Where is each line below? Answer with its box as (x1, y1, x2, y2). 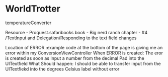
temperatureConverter (5, 20, 52, 26)
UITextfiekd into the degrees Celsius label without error (5, 66, 120, 72)
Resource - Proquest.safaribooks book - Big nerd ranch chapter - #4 (5, 29, 148, 35)
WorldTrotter (5, 3, 60, 15)
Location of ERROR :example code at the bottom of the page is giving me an (5, 44, 163, 50)
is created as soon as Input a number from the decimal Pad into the (5, 55, 144, 61)
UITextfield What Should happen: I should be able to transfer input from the (5, 60, 161, 66)
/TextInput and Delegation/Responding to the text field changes (5, 35, 137, 41)
